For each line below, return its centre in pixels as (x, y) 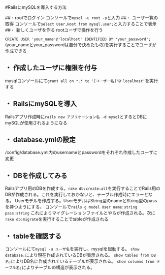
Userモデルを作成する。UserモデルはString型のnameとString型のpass (86, 201)
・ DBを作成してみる (36, 175)
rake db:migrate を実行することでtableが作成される (57, 219)
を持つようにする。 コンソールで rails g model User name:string (71, 207)
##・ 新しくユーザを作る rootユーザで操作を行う (54, 30)
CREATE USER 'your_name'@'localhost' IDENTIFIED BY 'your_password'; (78, 39)
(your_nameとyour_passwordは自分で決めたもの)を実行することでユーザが (81, 45)
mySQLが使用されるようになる (36, 122)
